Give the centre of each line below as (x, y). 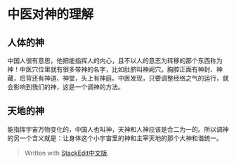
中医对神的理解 (51, 14)
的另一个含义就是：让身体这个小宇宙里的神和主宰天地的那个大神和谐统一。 (115, 138)
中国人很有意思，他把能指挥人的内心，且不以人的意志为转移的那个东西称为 (115, 61)
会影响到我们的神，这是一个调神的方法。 (66, 87)
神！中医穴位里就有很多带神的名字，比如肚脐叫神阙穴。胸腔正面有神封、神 (115, 69)
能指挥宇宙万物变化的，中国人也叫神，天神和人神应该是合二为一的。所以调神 (118, 129)
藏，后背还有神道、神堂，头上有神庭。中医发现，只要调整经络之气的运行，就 (118, 78)
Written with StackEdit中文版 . (67, 153)
